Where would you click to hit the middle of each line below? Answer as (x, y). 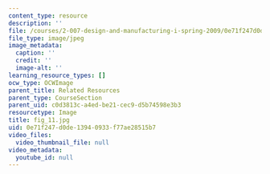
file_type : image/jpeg (46, 38)
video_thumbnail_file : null (63, 142)
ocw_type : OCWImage (41, 83)
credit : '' (34, 61)
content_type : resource (48, 16)
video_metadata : (35, 150)
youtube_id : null (45, 157)
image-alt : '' (39, 68)
